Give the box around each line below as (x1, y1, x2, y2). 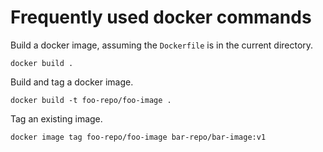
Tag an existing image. (10, 112, 103, 125)
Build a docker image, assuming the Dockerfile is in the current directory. (10, 39, 314, 51)
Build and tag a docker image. (10, 76, 134, 88)
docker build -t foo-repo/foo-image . (10, 95, 172, 105)
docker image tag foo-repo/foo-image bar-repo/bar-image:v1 (10, 132, 267, 142)
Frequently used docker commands (10, 6, 312, 29)
